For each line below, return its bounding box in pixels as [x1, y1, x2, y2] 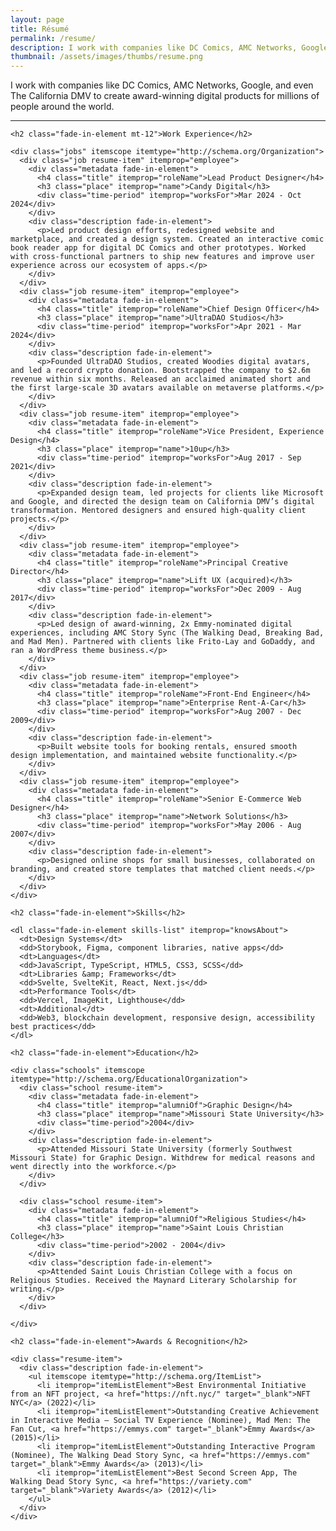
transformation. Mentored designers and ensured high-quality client [10, 506, 307, 516]
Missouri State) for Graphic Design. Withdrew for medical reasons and [10, 1153, 315, 1163]
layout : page [10, 14, 65, 25]
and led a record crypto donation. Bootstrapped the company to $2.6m [10, 366, 311, 376]
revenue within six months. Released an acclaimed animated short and [10, 374, 311, 385]
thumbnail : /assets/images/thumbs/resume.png [10, 52, 203, 62]
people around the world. [10, 101, 115, 113]
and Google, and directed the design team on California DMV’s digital [10, 497, 315, 507]
